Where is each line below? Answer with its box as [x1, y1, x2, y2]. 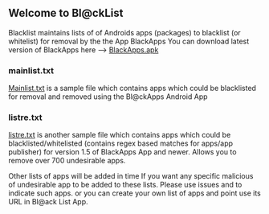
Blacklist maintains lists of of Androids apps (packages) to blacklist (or [8, 27, 241, 37]
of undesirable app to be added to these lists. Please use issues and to [8, 180, 243, 190]
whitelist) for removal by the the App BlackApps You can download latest [8, 36, 250, 46]
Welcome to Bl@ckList [8, 6, 124, 20]
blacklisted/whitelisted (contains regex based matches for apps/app [8, 138, 234, 148]
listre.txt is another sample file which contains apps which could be [8, 130, 231, 140]
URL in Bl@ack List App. [8, 197, 88, 207]
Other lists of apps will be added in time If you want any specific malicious [8, 171, 254, 181]
